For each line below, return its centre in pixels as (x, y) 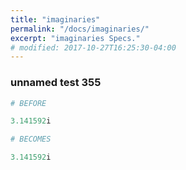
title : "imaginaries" (55, 19)
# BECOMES (31, 139)
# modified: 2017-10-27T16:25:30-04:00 (93, 47)
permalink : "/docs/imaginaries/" (80, 29)
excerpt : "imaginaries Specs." (75, 38)
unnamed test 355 (56, 83)
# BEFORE (28, 103)
